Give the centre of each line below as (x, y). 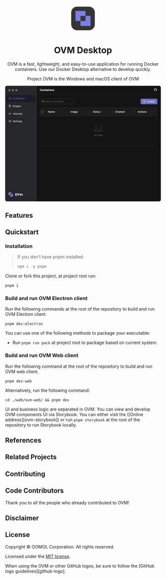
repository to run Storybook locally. (41, 425)
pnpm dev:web (19, 381)
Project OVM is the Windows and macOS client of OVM (83, 78)
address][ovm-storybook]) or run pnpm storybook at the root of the (73, 420)
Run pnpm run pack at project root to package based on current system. (85, 343)
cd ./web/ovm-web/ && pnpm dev (37, 400)
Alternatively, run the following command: (47, 390)
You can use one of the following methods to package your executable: (78, 333)
